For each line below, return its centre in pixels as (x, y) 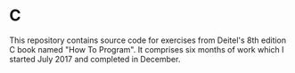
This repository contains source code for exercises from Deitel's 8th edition (148, 40)
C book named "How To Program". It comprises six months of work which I (147, 49)
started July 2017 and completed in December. (95, 59)
